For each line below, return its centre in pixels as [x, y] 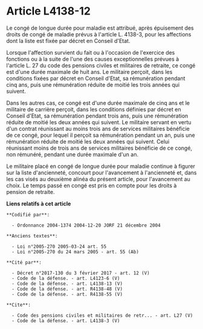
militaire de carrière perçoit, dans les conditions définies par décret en [94, 109]
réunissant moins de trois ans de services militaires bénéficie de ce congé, [99, 148]
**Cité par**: [24, 262]
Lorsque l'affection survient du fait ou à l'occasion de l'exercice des [91, 52]
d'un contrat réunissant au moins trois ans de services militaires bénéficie [98, 128]
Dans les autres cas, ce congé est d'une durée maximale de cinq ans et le [98, 103]
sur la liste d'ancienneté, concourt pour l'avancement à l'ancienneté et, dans [101, 172]
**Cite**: [19, 305]
